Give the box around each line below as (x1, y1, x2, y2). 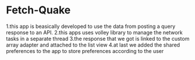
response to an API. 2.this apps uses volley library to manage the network (6, 29, 183, 36)
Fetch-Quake (6, 3, 71, 17)
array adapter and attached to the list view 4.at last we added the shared (6, 41, 180, 48)
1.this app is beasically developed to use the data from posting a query (6, 23, 176, 30)
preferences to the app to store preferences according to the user (6, 47, 164, 54)
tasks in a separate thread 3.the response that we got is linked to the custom (6, 35, 190, 42)
